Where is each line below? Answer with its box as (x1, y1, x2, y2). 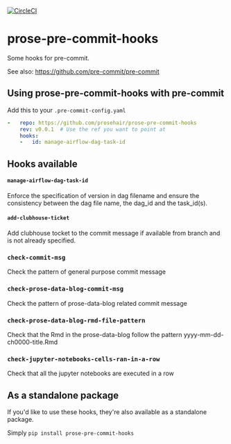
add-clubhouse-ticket (7, 215, 70, 222)
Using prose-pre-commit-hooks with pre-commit (7, 88, 225, 99)
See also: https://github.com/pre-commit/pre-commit (7, 67, 160, 76)
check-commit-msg (7, 254, 66, 261)
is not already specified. (7, 236, 76, 245)
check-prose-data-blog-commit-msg (7, 285, 123, 293)
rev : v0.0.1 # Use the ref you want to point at (19, 126, 166, 133)
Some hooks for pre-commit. (7, 54, 90, 62)
